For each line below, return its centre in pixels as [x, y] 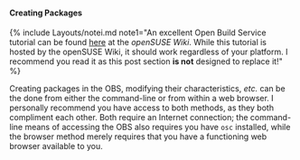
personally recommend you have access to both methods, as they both [141, 108]
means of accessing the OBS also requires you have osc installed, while [158, 127]
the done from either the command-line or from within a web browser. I [141, 99]
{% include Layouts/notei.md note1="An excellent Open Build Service [138, 33]
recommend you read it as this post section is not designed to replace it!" [146, 61]
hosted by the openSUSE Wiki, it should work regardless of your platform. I [149, 52]
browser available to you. [56, 146]
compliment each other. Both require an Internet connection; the [129, 118]
